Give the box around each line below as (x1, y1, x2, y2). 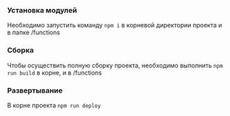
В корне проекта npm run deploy (7, 101, 101, 109)
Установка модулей (7, 5, 77, 15)
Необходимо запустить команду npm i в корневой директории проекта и (7, 21, 222, 30)
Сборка (7, 45, 34, 55)
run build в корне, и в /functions (7, 68, 102, 77)
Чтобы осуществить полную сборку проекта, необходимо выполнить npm (7, 61, 223, 69)
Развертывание (7, 85, 63, 95)
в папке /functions (7, 28, 61, 36)
